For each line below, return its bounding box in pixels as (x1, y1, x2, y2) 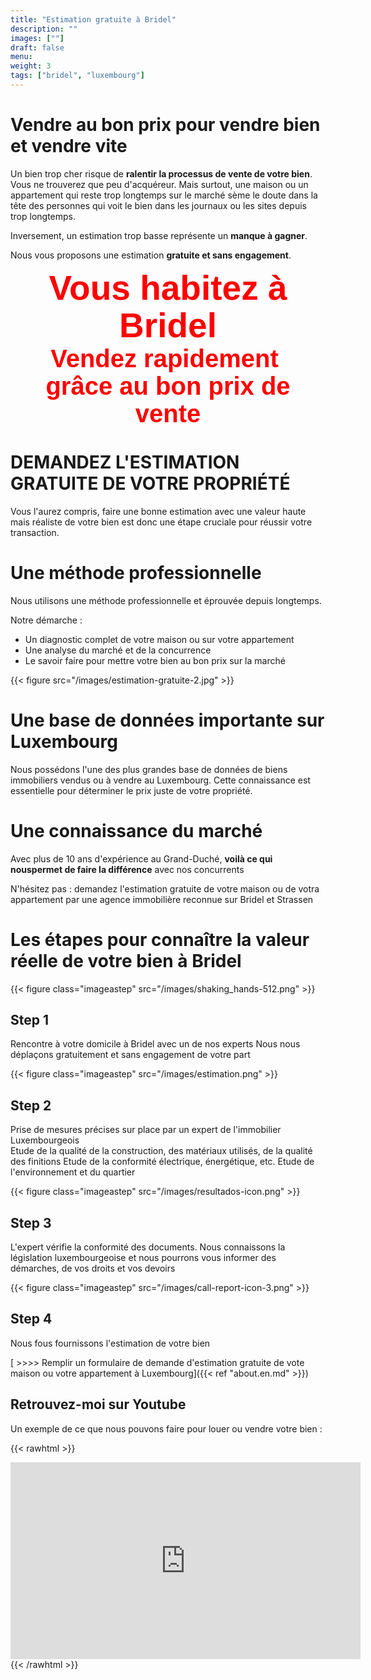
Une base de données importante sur (10, 709, 325, 731)
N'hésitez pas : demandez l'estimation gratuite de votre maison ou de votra (10, 882, 320, 895)
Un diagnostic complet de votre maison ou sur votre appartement (24, 633, 295, 645)
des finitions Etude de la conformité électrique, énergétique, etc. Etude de (10, 1156, 315, 1168)
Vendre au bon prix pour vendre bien (10, 114, 321, 136)
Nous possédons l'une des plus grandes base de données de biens (10, 763, 288, 775)
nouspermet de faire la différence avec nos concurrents (10, 863, 245, 875)
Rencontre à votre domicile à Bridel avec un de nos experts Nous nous (10, 1038, 301, 1050)
